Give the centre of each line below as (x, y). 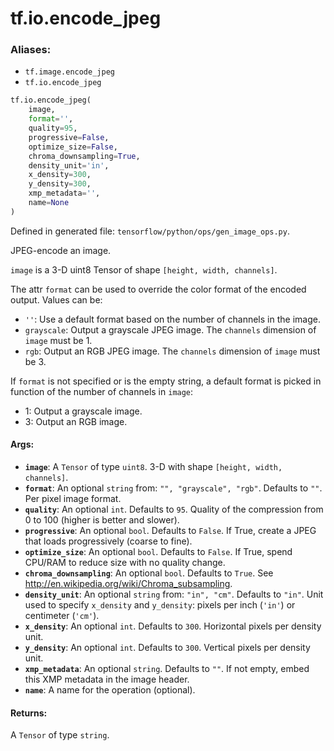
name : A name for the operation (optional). (110, 690)
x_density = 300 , (60, 175)
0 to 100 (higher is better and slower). (102, 520)
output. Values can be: (56, 299)
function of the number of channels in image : (102, 391)
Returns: (29, 713)
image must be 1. (58, 340)
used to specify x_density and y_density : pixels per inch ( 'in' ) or (160, 605)
